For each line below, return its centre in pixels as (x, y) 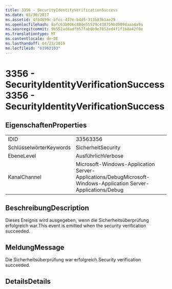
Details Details (28, 281)
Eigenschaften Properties (46, 126)
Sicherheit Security (98, 147)
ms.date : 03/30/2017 (27, 15)
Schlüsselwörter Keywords (39, 147)
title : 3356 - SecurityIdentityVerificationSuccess (61, 10)
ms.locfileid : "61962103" (33, 48)
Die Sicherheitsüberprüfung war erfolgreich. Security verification (73, 260)
